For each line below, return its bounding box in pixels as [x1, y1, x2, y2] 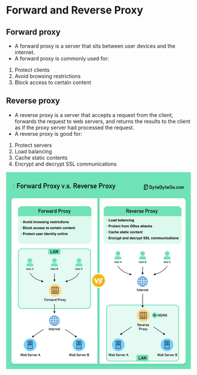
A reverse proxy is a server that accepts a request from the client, [14, 111, 174, 118]
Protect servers [14, 142, 52, 149]
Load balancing [14, 148, 52, 155]
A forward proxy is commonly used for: [14, 55, 110, 62]
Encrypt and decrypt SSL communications [14, 160, 117, 168]
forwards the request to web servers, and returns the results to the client [14, 118, 191, 125]
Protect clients [14, 66, 50, 73]
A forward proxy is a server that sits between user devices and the [14, 42, 176, 49]
